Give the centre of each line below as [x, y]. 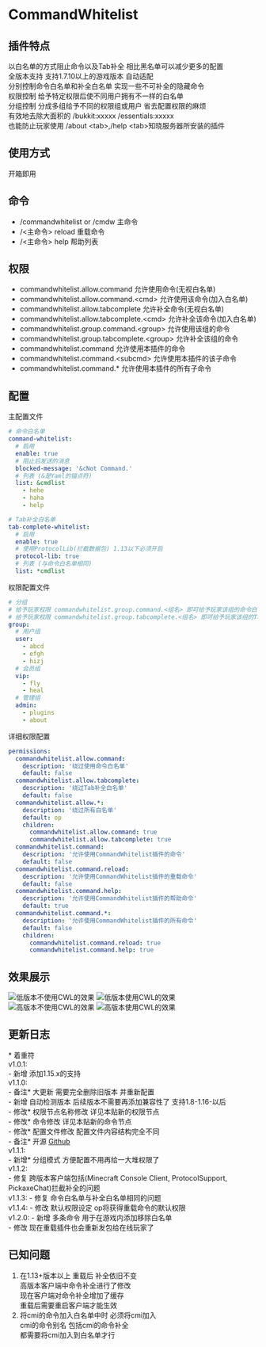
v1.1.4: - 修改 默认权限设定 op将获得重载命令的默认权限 [97, 1208]
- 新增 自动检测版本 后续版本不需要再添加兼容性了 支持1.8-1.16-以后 [118, 1101]
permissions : [30, 751]
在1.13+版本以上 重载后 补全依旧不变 [78, 1275]
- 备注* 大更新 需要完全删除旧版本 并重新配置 [82, 1092]
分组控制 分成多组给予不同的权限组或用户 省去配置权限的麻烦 [107, 106]
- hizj [33, 661]
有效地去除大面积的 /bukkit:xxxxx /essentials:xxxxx [91, 116]
